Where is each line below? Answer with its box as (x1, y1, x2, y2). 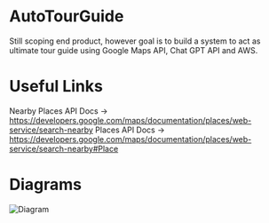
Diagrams (9, 175, 83, 195)
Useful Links (9, 76, 104, 97)
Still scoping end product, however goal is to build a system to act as (9, 36, 261, 46)
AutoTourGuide (9, 6, 124, 27)
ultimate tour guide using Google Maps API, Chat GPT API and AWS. (9, 44, 258, 55)
